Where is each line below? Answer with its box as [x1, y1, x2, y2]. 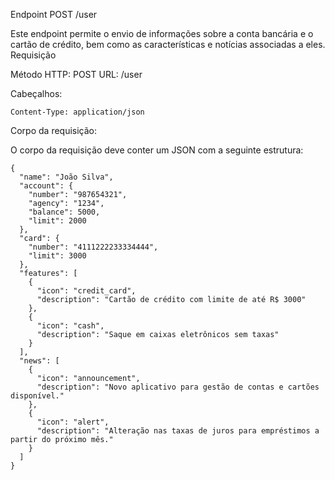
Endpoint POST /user [10, 9, 98, 20]
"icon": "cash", [36, 321, 105, 331]
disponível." [10, 391, 65, 401]
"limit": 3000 [28, 251, 87, 261]
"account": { [19, 181, 74, 191]
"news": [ [19, 356, 60, 366]
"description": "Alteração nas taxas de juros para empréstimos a [36, 426, 320, 436]
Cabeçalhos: [10, 88, 63, 99]
